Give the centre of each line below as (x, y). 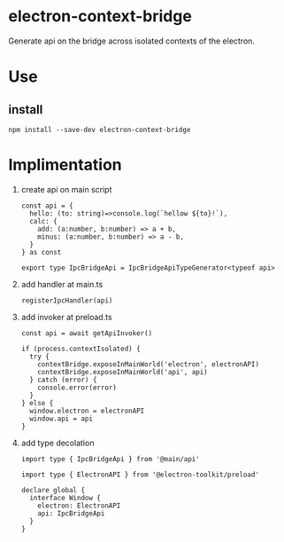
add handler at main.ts (62, 284)
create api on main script (66, 189)
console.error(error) (77, 388)
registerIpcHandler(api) (67, 300)
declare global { (53, 490)
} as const (41, 252)
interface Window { (65, 498)
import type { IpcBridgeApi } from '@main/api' (110, 459)
